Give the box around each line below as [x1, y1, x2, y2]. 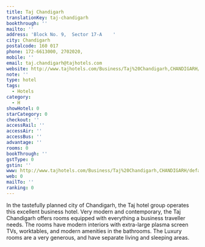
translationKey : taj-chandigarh [6, 15, 88, 21]
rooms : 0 [6, 145, 29, 151]
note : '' [6, 71, 29, 77]
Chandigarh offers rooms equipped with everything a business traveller [6, 214, 185, 221]
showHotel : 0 [6, 105, 40, 112]
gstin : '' [6, 162, 32, 168]
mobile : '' [6, 54, 34, 60]
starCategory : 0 [6, 111, 48, 117]
